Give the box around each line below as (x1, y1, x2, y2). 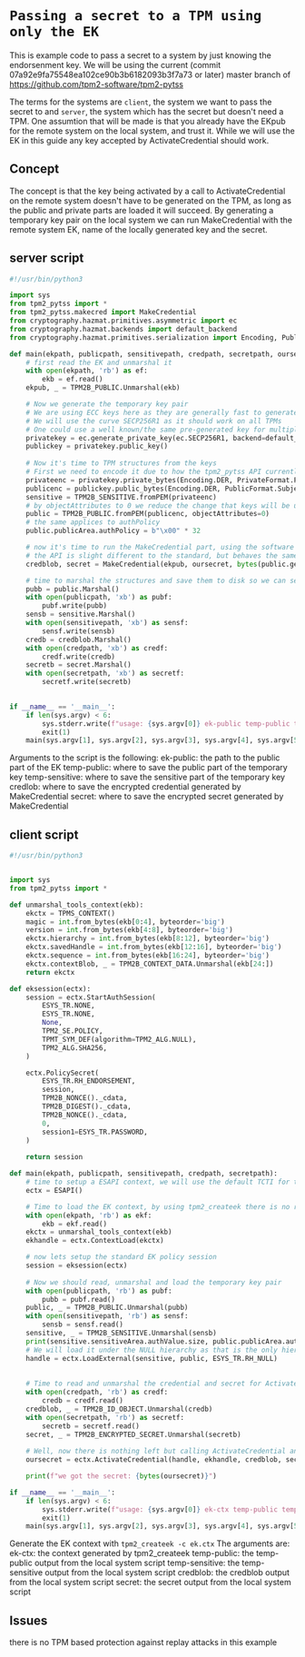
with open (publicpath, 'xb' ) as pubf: (25, 593, 172, 602)
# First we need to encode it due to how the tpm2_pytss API (25, 467, 261, 477)
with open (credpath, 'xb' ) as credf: (25, 643, 169, 652)
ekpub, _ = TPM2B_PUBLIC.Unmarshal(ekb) (25, 383, 181, 392)
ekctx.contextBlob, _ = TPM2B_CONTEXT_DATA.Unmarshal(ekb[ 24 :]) (25, 959, 274, 968)
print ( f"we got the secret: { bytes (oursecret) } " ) (25, 1472, 218, 1481)
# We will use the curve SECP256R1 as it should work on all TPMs (25, 416, 282, 425)
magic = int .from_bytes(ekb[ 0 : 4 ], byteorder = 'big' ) (25, 917, 225, 927)
